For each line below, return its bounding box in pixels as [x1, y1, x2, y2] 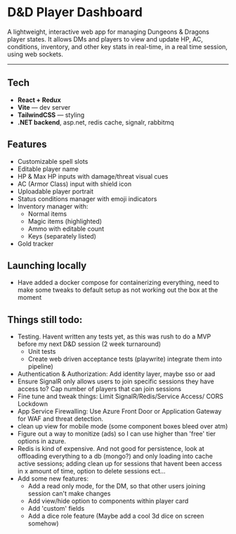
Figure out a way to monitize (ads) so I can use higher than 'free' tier [17, 430, 216, 438]
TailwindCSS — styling [17, 110, 85, 119]
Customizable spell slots [17, 157, 88, 165]
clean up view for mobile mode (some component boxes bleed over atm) [17, 422, 228, 431]
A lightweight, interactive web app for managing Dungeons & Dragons [7, 27, 209, 36]
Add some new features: [17, 474, 89, 483]
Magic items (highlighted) [27, 217, 103, 225]
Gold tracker [17, 239, 54, 248]
